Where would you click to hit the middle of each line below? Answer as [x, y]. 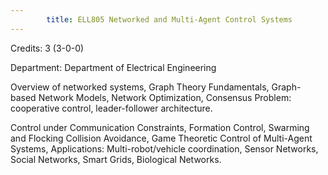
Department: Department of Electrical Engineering [113, 67]
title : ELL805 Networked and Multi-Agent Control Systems [169, 19]
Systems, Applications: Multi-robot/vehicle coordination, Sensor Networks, [164, 148]
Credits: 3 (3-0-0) [47, 48]
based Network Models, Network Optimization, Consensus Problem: [151, 97]
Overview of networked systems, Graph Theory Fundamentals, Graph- [156, 87]
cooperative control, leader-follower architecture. [111, 108]
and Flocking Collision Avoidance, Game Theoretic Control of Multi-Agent [161, 138]
